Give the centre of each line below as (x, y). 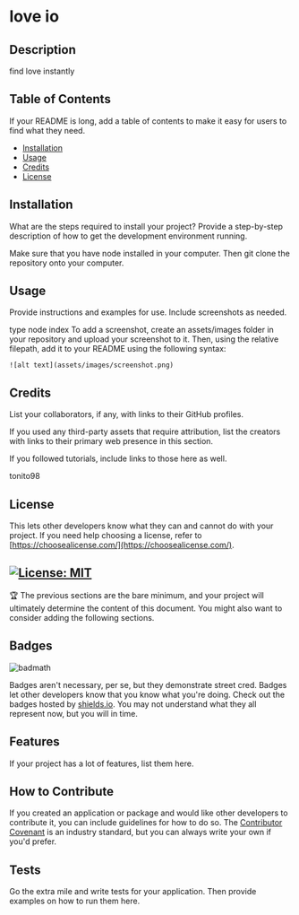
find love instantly (42, 71)
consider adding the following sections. (82, 617)
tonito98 (25, 476)
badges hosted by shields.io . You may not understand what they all (133, 704)
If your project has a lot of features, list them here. (102, 763)
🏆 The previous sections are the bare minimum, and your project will (137, 595)
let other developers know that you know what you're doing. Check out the (147, 694)
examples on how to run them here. (75, 901)
